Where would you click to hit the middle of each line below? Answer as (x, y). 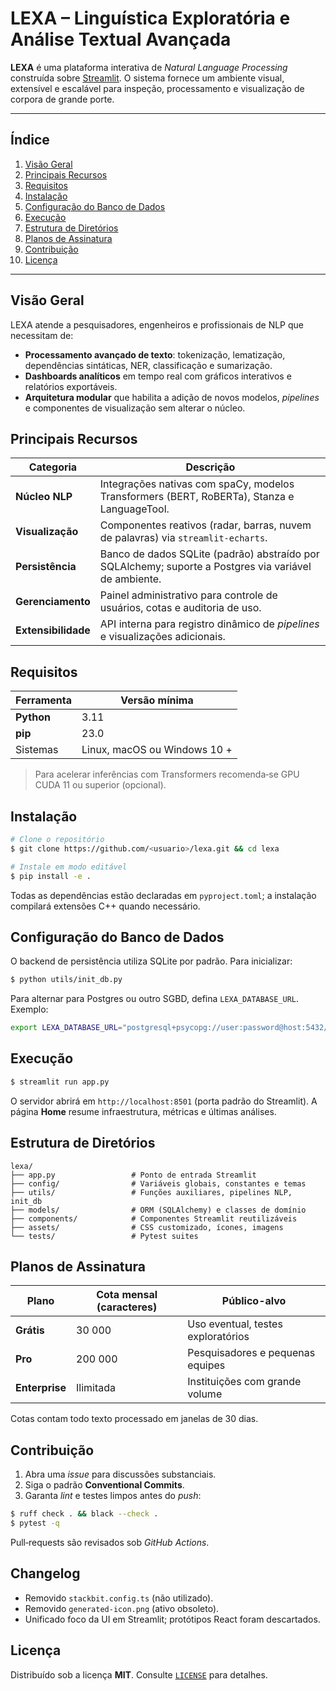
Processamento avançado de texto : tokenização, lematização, (155, 354)
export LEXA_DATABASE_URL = (66, 1028)
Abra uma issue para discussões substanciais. (120, 1474)
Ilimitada (96, 1388)
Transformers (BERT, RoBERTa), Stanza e (197, 497)
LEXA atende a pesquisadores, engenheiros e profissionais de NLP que (157, 324)
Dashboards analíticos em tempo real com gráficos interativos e (158, 376)
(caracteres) (127, 1307)
